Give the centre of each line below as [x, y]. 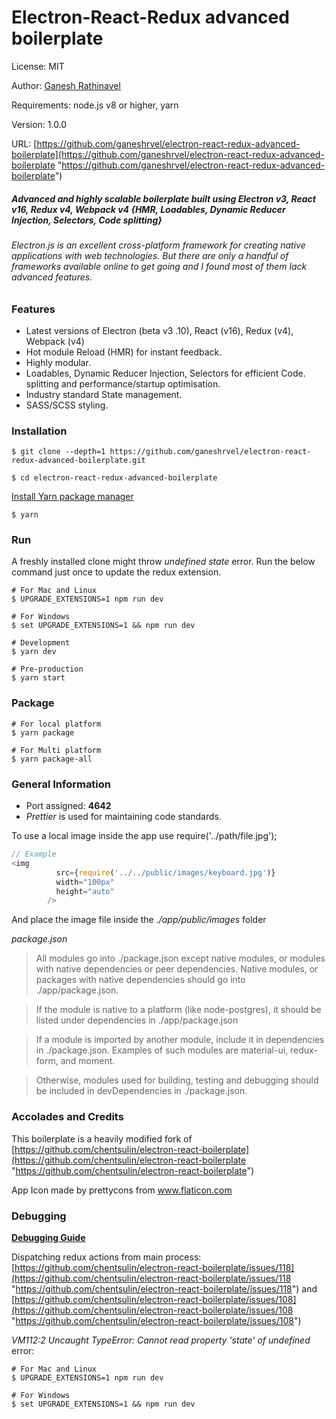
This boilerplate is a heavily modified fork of [102, 1138]
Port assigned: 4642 [68, 806]
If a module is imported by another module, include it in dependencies [180, 1040]
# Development [41, 643]
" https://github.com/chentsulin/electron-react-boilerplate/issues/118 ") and [164, 1288]
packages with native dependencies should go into [140, 980]
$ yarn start [38, 678]
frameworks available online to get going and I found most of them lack [159, 266]
